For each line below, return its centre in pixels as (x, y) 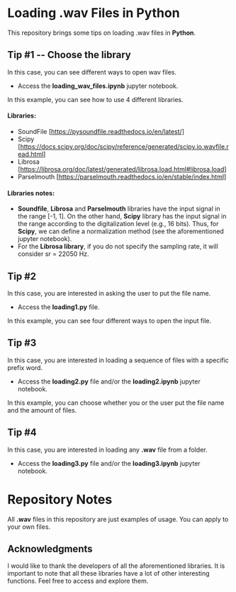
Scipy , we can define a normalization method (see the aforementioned (121, 231)
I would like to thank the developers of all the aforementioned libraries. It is (116, 566)
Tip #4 (22, 433)
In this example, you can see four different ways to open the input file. (109, 320)
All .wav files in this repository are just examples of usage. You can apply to (118, 519)
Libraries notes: (31, 193)
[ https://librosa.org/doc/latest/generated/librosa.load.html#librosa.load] (122, 169)
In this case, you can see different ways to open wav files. (92, 72)
